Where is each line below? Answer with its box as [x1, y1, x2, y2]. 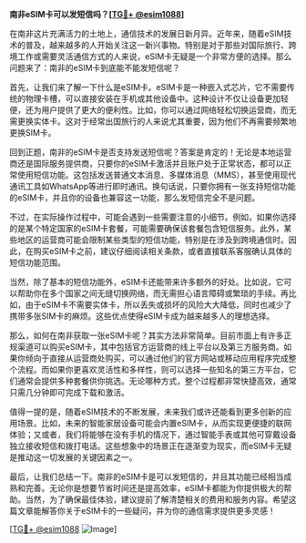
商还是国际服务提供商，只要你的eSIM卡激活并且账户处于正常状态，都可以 [9, 159, 284, 169]
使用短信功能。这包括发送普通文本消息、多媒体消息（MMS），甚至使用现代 [16, 169, 297, 180]
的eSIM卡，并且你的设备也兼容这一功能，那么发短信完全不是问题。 [9, 192, 260, 203]
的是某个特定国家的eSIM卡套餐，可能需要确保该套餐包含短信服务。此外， [9, 223, 284, 233]
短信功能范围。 [9, 257, 66, 268]
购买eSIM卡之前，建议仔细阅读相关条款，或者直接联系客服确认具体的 [33, 246, 292, 256]
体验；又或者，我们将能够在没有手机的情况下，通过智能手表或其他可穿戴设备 [9, 429, 297, 440]
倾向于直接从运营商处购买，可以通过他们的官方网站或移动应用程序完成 [25, 353, 289, 364]
